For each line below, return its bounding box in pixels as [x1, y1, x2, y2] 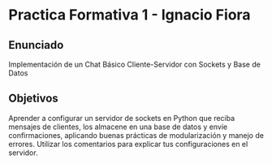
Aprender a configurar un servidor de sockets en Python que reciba [8, 113, 235, 123]
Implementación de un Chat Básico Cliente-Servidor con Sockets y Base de [8, 59, 261, 69]
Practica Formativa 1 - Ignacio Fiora [8, 6, 251, 24]
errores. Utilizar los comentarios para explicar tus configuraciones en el [8, 139, 248, 149]
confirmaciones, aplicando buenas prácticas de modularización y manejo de [8, 130, 264, 140]
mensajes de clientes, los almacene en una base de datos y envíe [8, 122, 228, 132]
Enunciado [8, 38, 64, 52]
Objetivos [8, 92, 58, 106]
